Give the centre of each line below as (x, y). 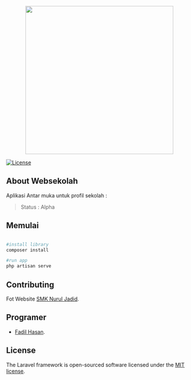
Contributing (30, 285)
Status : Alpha (38, 207)
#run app (17, 261)
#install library (27, 244)
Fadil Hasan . (30, 331)
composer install (27, 250)
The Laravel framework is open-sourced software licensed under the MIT (96, 365)
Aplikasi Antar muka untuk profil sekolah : (57, 195)
